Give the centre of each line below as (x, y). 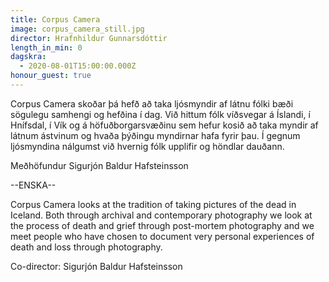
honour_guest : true (51, 76)
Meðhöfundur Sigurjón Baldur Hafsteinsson (99, 165)
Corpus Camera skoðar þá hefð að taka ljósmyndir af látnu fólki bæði (152, 103)
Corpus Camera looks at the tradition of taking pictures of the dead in (153, 204)
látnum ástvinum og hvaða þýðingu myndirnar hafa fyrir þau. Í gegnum (155, 135)
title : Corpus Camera (55, 19)
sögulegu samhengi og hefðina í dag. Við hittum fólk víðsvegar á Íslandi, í (160, 114)
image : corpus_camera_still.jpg (77, 29)
